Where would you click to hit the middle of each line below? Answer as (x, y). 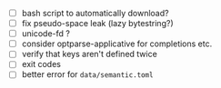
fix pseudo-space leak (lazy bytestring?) (97, 24)
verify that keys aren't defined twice (90, 54)
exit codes (41, 64)
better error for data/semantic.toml (87, 74)
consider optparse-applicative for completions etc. (117, 44)
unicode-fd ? (45, 34)
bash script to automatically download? (95, 13)
